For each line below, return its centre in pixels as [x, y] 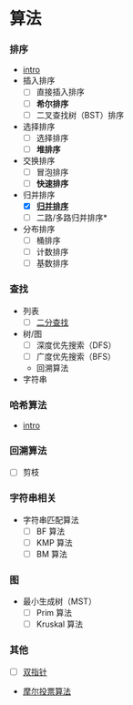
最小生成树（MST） [60, 601]
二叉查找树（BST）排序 [80, 115]
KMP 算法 [54, 542]
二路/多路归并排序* [72, 217]
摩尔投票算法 [46, 691]
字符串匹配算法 [51, 519]
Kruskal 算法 [60, 624]
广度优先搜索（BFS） [76, 356]
